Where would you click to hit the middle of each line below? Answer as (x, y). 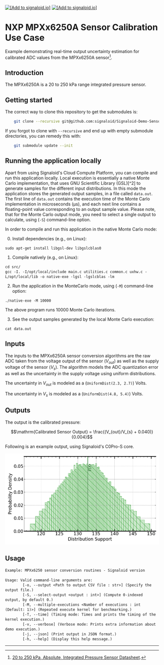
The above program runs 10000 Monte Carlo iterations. (61, 309)
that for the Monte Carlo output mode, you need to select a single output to (81, 214)
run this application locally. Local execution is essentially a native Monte (77, 178)
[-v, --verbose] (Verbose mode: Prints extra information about (89, 624)
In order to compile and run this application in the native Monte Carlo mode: (81, 229)
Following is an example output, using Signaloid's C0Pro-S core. (70, 446)
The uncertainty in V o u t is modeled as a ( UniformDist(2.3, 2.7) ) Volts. (76, 384)
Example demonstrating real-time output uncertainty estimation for (72, 51)
